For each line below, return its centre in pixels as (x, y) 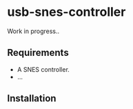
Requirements (38, 53)
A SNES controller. (43, 69)
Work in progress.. (33, 31)
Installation (32, 98)
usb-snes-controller (66, 12)
